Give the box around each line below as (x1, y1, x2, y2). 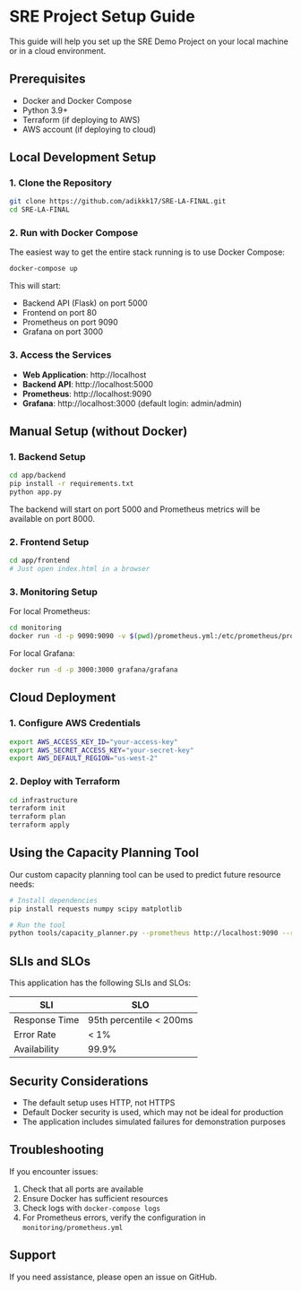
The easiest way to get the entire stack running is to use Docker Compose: (9, 247, 285, 257)
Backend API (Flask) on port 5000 (21, 298, 148, 308)
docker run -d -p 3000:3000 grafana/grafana (9, 665, 178, 674)
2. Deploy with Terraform (9, 775, 121, 788)
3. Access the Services (9, 349, 112, 361)
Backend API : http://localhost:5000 (21, 378, 154, 389)
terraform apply (9, 820, 70, 830)
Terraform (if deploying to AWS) (21, 114, 141, 125)
